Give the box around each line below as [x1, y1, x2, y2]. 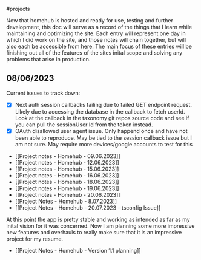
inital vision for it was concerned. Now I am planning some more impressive [6, 222, 195, 230]
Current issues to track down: [6, 89, 81, 97]
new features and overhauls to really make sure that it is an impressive [6, 228, 182, 236]
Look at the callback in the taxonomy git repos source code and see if [15, 114, 189, 121]
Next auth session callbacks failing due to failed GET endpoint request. [15, 101, 193, 108]
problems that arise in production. [6, 56, 91, 63]
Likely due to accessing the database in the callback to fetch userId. [15, 108, 186, 115]
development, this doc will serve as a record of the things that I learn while [6, 24, 193, 30]
